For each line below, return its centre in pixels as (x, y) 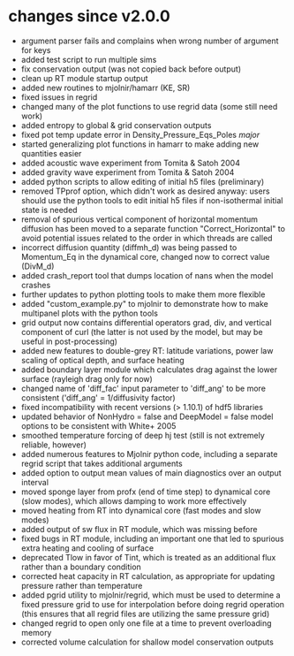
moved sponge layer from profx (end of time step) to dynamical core (146, 492)
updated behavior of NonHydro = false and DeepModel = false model (147, 416)
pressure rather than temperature (82, 585)
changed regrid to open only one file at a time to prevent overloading (146, 623)
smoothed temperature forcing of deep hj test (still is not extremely (143, 435)
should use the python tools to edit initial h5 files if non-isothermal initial (152, 200)
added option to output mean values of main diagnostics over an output (151, 473)
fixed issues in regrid (59, 97)
